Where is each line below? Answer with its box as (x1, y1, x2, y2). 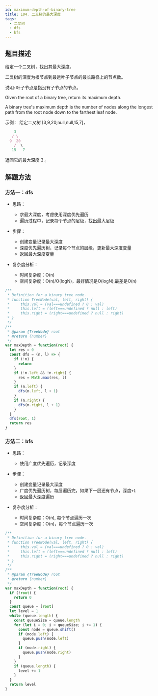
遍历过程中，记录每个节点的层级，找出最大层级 (19, 217, 114, 223)
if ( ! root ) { (9, 590, 36, 595)
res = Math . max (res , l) (18, 375, 67, 380)
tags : (5, 16, 16, 21)
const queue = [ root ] (9, 604, 54, 609)
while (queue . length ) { (9, 613, 58, 619)
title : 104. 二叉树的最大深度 (5, 12, 61, 17)
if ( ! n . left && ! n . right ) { (14, 370, 71, 375)
